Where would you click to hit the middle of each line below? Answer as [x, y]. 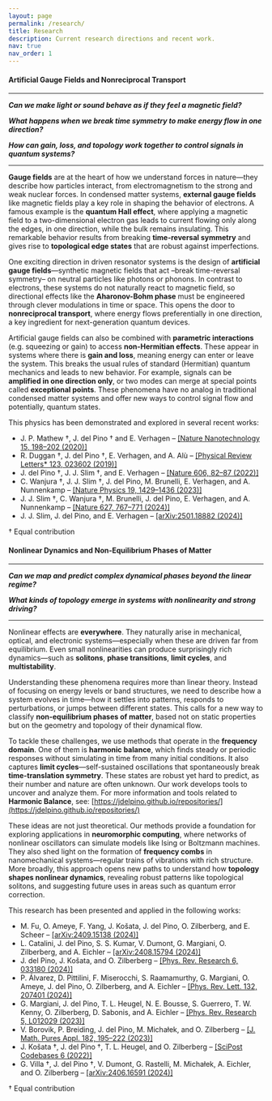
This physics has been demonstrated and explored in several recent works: [134, 423]
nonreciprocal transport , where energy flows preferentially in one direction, [136, 314]
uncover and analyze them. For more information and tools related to [123, 793]
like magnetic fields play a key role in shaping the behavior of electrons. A [132, 203]
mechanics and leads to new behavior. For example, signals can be [120, 372]
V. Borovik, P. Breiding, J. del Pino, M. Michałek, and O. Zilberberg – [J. [138, 1030]
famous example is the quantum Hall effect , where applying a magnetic [128, 212]
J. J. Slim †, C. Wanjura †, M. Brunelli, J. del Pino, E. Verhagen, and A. [135, 499]
